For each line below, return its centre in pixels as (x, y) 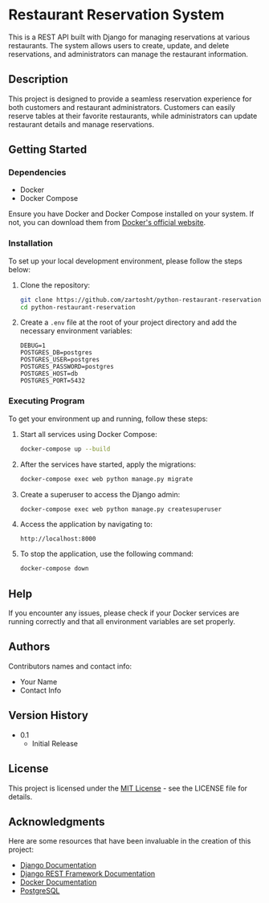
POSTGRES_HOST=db (49, 374)
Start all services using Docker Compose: (89, 434)
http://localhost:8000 (58, 539)
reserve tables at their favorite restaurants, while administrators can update (133, 116)
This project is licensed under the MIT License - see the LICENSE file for (128, 788)
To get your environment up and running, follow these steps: (108, 419)
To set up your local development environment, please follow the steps (125, 261)
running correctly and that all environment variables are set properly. (122, 622)
